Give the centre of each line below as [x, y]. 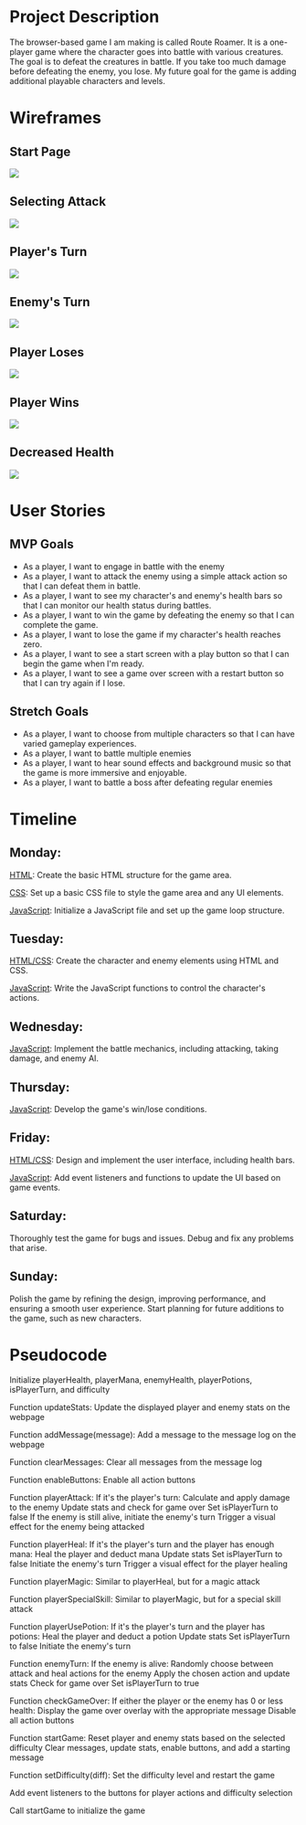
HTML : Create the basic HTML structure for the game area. [121, 875]
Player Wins [44, 403]
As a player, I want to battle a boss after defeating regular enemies [148, 782]
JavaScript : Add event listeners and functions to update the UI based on [145, 1177]
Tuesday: [37, 939]
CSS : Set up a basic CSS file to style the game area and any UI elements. [147, 892]
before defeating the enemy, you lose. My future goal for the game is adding [153, 71]
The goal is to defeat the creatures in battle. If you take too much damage [148, 61]
